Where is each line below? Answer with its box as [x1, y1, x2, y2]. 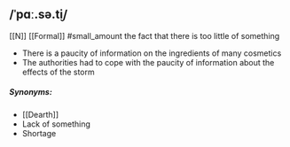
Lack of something [21, 119, 91, 129]
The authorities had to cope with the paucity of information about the [21, 57, 275, 67]
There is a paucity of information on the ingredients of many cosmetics [21, 48, 282, 58]
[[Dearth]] [21, 109, 59, 120]
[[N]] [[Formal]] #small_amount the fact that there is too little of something [9, 30, 280, 41]
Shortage [21, 128, 57, 138]
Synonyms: [9, 87, 53, 97]
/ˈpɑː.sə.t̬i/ [9, 7, 68, 22]
